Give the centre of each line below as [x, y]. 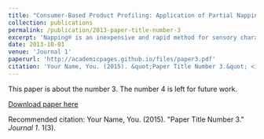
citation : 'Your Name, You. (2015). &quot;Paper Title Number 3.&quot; [128, 67]
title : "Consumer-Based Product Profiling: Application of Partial [121, 15]
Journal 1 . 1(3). [32, 127]
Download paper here [43, 104]
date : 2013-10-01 [37, 45]
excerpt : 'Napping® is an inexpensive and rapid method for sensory [123, 37]
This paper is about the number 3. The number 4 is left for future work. [123, 89]
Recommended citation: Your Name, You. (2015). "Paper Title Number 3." [126, 119]
